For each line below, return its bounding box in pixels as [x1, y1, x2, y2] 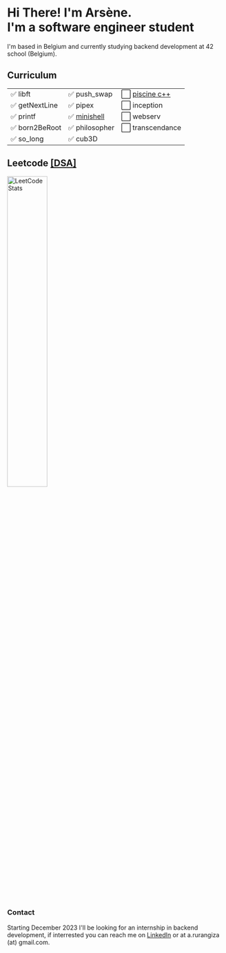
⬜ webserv [121, 112, 161, 121]
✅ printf [10, 112, 36, 121]
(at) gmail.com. [7, 938, 50, 946]
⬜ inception [121, 100, 163, 110]
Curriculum [7, 70, 57, 81]
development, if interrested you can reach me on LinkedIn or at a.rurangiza [7, 930, 220, 939]
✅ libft [10, 89, 31, 99]
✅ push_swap [68, 89, 113, 99]
